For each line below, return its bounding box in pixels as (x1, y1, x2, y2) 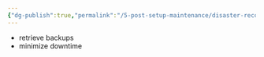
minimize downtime (18, 41, 83, 51)
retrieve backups (18, 33, 74, 42)
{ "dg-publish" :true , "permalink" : (7, 11, 117, 20)
